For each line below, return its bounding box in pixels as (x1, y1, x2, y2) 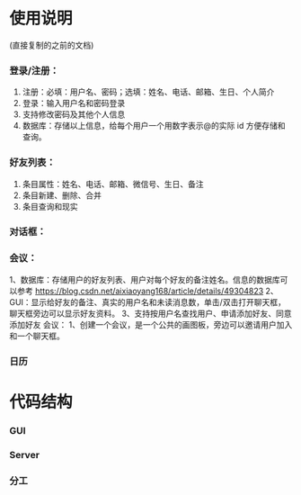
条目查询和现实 (22, 201, 78, 211)
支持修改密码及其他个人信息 (22, 109, 126, 120)
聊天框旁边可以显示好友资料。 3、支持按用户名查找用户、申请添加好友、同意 (9, 308, 292, 319)
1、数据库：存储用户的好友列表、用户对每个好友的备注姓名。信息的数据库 (9, 274, 280, 284)
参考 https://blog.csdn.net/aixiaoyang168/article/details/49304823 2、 (16, 285, 279, 296)
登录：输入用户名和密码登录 (22, 98, 126, 109)
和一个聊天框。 (9, 330, 65, 341)
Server (9, 448, 40, 461)
